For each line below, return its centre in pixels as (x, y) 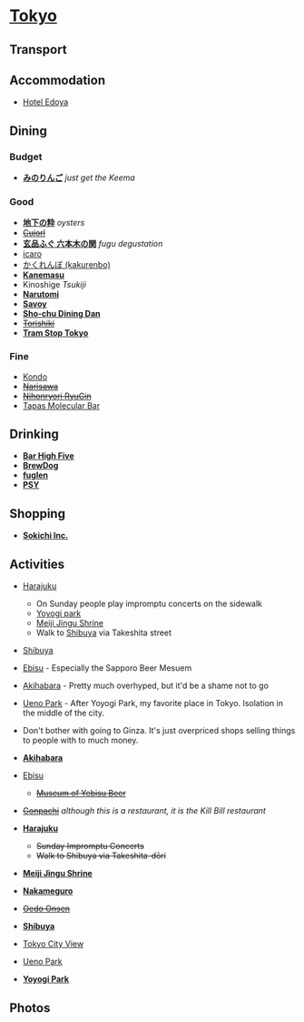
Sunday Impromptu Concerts (90, 846)
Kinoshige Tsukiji (54, 285)
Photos (30, 1008)
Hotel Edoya (45, 102)
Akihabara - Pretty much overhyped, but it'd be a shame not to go (146, 686)
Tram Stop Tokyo (55, 333)
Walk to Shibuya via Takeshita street (104, 632)
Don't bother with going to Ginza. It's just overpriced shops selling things (159, 731)
